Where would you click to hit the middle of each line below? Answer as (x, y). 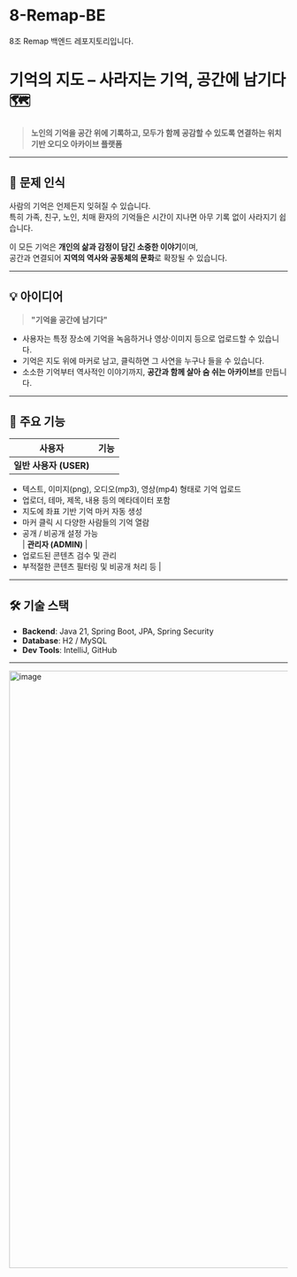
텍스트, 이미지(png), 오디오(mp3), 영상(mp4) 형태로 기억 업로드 (131, 489)
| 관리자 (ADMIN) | (55, 544)
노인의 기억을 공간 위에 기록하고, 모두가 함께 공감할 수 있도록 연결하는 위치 (156, 133)
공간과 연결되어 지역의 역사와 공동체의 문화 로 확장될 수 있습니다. (118, 258)
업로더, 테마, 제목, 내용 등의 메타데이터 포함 (96, 500)
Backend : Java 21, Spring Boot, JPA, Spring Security (118, 631)
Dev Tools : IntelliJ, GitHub (69, 650)
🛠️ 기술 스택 (39, 606)
